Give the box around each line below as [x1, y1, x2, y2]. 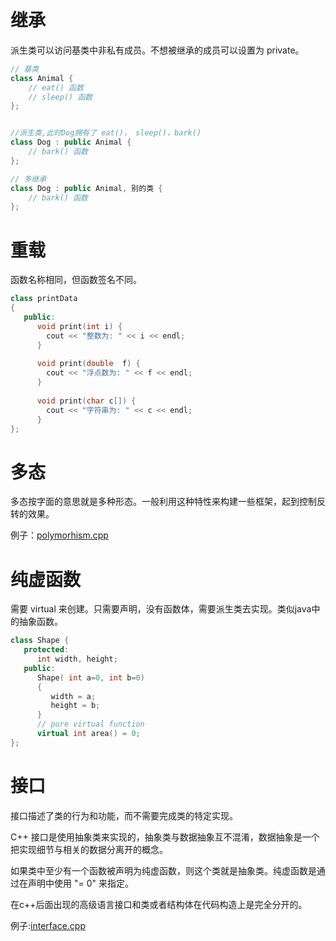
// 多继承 [10, 174, 47, 184]
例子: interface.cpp [10, 919, 86, 931]
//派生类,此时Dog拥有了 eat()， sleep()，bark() [10, 128, 202, 138]
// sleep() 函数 [28, 92, 93, 102]
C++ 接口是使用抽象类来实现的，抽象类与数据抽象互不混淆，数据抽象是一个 [10, 831, 320, 843]
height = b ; [50, 701, 101, 711]
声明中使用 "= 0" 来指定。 [27, 877, 134, 889]
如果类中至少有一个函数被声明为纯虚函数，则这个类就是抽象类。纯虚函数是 [10, 864, 317, 876]
